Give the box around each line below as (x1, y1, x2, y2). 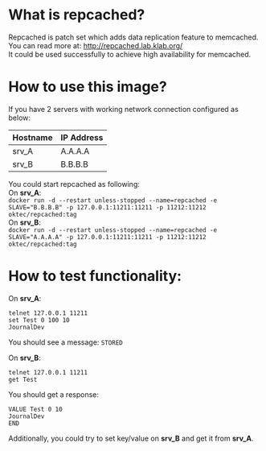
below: (8, 113, 31, 122)
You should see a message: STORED (8, 337, 123, 347)
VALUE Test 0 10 (8, 405, 63, 413)
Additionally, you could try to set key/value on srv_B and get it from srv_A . (8, 433, 254, 443)
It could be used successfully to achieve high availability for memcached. (8, 49, 252, 59)
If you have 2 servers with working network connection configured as (8, 104, 239, 114)
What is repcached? (8, 6, 145, 24)
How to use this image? (8, 78, 167, 96)
